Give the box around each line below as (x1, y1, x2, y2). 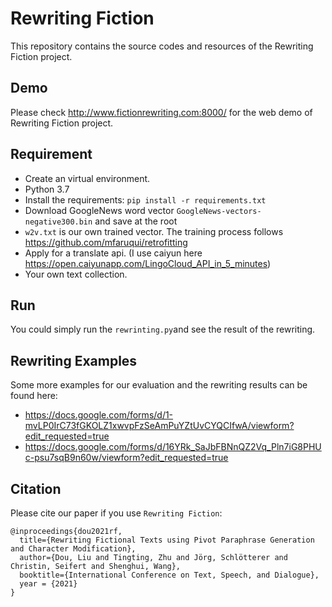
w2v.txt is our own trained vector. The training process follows (24, 225, 284, 237)
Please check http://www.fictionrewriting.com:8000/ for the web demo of (10, 106, 313, 118)
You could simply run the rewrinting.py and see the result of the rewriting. (10, 323, 316, 336)
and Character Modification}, (10, 544, 137, 554)
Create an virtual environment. (24, 172, 151, 184)
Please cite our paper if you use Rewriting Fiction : (10, 507, 223, 519)
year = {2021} (19, 579, 78, 589)
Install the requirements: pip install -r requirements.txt (24, 193, 267, 206)
